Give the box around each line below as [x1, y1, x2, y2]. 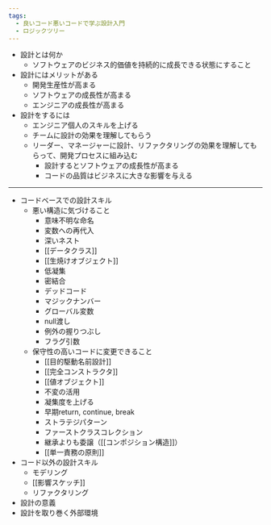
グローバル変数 [44, 306, 94, 316]
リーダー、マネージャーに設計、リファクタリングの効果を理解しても [31, 140, 257, 150]
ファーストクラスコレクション [44, 427, 144, 437]
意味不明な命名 [44, 215, 94, 226]
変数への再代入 [44, 226, 94, 235]
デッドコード [44, 286, 87, 296]
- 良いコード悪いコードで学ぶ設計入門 [15, 19, 125, 27]
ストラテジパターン [44, 417, 107, 427]
